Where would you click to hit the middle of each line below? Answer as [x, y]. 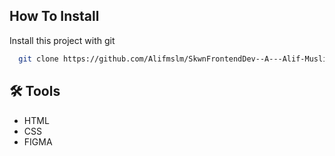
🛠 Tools [35, 91]
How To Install [54, 16]
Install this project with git [62, 40]
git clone [38, 59]
